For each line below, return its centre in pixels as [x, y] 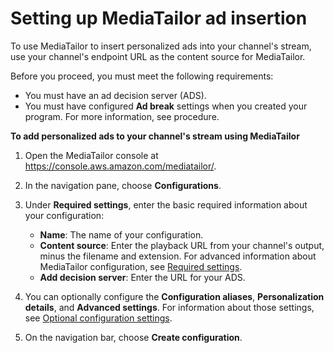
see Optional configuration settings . [98, 318]
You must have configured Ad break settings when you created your [166, 106]
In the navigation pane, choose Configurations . [123, 185]
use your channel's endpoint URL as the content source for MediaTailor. [158, 56]
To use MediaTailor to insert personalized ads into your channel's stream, [161, 46]
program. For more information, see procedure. [122, 116]
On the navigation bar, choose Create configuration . [133, 337]
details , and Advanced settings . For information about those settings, [169, 307]
